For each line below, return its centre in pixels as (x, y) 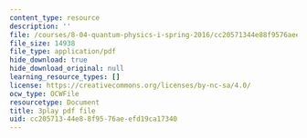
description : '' (40, 26)
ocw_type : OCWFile (44, 94)
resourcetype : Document (55, 102)
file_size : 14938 (42, 43)
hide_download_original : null (67, 69)
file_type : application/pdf (63, 52)
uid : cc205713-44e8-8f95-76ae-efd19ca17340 (94, 119)
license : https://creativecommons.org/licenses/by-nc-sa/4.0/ (130, 85)
